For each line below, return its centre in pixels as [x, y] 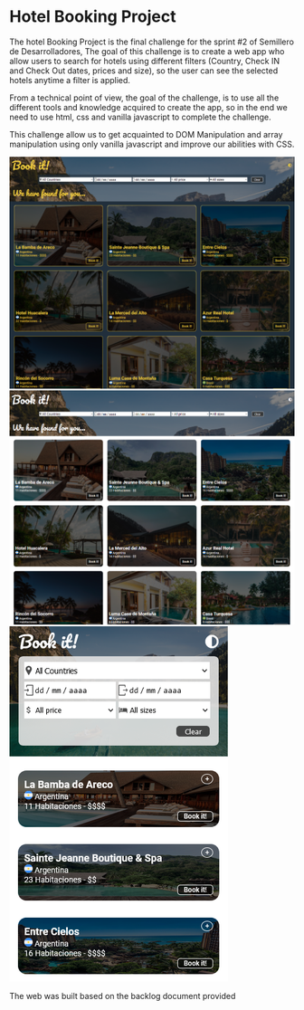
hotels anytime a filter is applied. [70, 80]
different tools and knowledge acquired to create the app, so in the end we [148, 107]
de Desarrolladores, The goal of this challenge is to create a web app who [147, 51]
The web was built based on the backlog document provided [123, 996]
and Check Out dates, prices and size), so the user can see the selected [144, 71]
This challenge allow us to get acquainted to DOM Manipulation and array [146, 134]
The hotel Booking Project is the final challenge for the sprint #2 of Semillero [152, 42]
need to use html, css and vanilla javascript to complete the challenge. [140, 117]
